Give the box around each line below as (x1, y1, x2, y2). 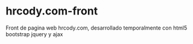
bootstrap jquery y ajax (5, 30, 63, 37)
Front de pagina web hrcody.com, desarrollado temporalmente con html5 (5, 24, 188, 31)
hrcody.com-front (5, 4, 98, 18)
